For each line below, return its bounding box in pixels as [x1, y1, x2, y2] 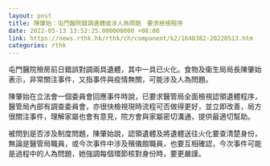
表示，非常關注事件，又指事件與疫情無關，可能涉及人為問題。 [8, 75, 213, 84]
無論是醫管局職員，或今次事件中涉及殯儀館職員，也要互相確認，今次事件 [8, 139, 247, 148]
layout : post [8, 11, 52, 20]
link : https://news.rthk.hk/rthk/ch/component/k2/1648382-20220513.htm [8, 34, 253, 43]
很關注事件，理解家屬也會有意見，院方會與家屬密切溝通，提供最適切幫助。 [8, 111, 255, 121]
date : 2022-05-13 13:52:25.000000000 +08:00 [8, 26, 160, 34]
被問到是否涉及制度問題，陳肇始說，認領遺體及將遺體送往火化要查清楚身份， [8, 129, 262, 139]
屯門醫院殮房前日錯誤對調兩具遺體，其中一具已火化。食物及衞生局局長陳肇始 [8, 65, 262, 75]
